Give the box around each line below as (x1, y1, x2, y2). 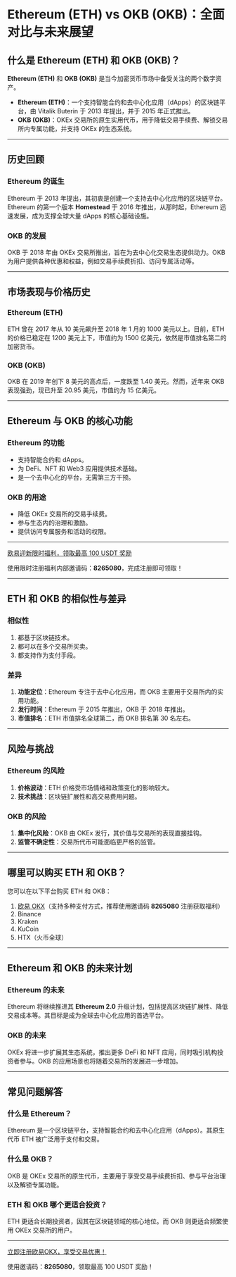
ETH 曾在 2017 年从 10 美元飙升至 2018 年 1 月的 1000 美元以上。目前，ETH (7, 325, 225, 333)
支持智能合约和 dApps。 (17, 455, 88, 463)
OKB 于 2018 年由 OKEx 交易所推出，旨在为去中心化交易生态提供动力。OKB (7, 248, 226, 256)
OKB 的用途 (7, 492, 47, 502)
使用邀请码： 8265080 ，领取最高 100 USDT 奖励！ (7, 1262, 155, 1271)
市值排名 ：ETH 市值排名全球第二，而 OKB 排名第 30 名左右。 (17, 714, 195, 722)
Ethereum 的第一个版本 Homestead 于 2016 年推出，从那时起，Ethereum (7, 202, 219, 211)
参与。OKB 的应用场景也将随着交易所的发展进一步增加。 (19, 1057, 183, 1065)
